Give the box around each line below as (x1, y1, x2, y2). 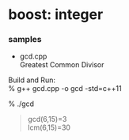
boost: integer (8, 6, 104, 24)
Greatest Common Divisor (19, 60, 104, 70)
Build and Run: (8, 75, 55, 85)
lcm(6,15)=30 (27, 123, 71, 132)
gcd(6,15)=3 (27, 115, 67, 124)
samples (8, 34, 42, 45)
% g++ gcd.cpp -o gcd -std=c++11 (8, 84, 122, 93)
